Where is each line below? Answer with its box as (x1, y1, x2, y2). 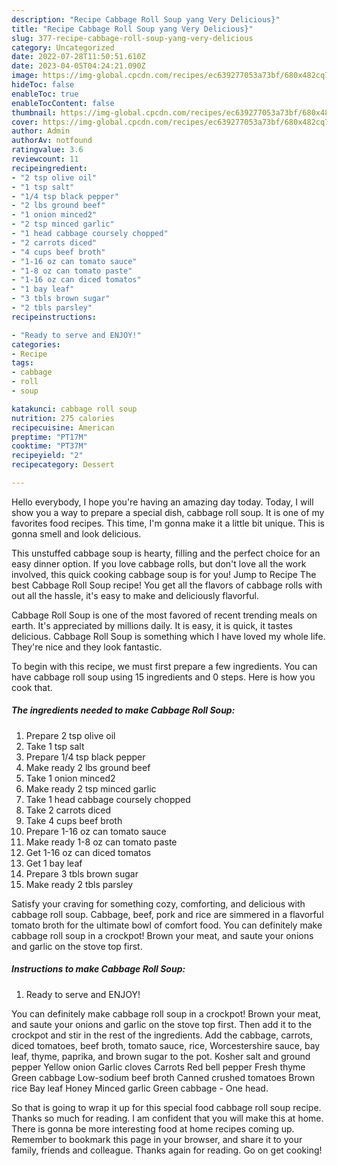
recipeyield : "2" (11, 451, 84, 461)
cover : (11, 117, 39, 127)
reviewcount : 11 (11, 154, 79, 164)
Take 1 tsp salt (25, 740, 85, 752)
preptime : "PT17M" (11, 432, 88, 442)
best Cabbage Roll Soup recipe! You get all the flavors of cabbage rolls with (11, 579, 323, 591)
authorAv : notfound (11, 136, 93, 146)
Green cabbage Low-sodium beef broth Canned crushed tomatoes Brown (11, 1071, 316, 1083)
